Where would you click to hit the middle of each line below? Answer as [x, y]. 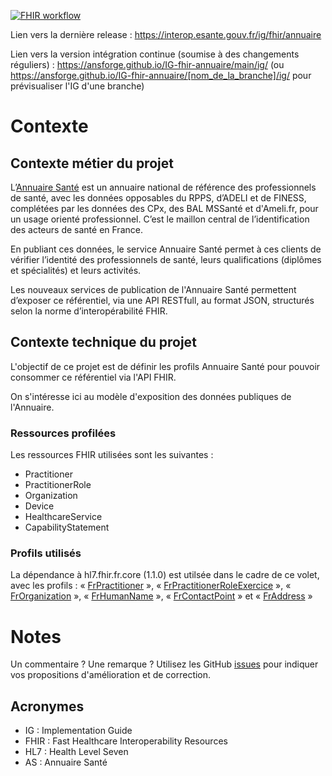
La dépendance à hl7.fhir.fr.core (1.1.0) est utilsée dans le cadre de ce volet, [165, 575]
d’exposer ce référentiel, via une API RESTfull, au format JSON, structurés [162, 300]
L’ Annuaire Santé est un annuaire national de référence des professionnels [163, 187]
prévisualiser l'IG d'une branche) [77, 86]
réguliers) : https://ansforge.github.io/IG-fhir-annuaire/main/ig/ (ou [147, 64]
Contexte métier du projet [92, 163]
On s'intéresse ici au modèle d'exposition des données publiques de [151, 396]
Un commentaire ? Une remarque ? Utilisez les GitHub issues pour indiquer [164, 664]
